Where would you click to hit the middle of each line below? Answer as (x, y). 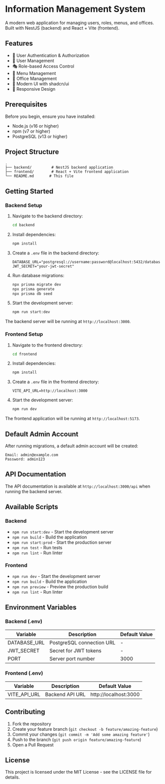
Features (19, 44)
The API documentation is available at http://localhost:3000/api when (78, 486)
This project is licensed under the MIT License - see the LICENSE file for (78, 772)
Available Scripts (32, 507)
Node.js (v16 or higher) (35, 126)
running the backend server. (34, 491)
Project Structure (32, 152)
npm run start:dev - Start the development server (63, 532)
